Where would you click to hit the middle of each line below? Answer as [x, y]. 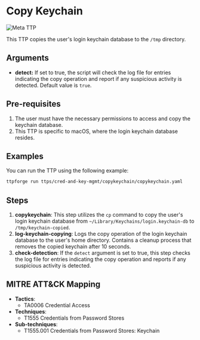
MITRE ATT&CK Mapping [53, 285]
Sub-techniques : [36, 324]
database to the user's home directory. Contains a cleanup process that [103, 240]
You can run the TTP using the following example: [67, 171]
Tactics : [25, 299]
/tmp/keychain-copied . [42, 227]
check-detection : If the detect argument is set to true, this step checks [103, 253]
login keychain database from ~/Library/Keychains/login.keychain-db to [104, 221]
